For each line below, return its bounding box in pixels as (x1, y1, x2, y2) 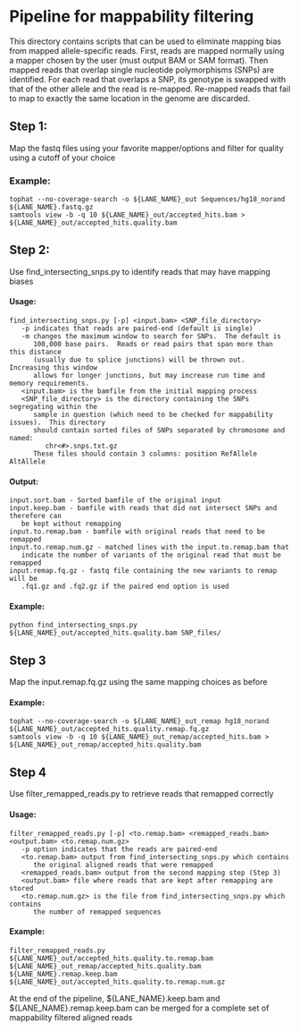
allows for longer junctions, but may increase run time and (32, 371, 266, 380)
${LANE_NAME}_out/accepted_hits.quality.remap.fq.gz (9, 725, 210, 734)
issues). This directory (9, 418, 105, 427)
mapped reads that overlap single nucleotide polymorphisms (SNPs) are (9, 64, 275, 75)
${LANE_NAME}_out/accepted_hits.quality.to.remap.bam (9, 953, 214, 963)
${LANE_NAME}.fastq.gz (9, 203, 94, 212)
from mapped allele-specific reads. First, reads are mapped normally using (9, 45, 285, 55)
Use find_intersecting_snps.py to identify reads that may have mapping (9, 266, 270, 277)
